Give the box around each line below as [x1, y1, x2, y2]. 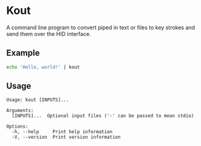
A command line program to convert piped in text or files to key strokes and [6, 24, 196, 31]
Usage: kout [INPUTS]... [6, 97, 69, 103]
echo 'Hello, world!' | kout [6, 64, 80, 70]
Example [6, 48, 40, 58]
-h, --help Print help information [12, 129, 113, 135]
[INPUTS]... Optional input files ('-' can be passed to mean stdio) [12, 113, 194, 119]
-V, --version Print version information [12, 134, 121, 141]
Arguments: [6, 108, 34, 114]
